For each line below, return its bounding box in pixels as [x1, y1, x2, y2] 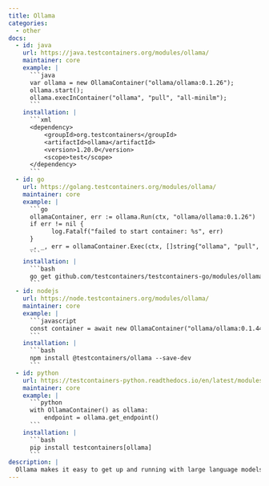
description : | [8, 458, 59, 467]
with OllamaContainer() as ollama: [29, 406, 149, 415]
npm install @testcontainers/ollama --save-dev [29, 354, 192, 363]
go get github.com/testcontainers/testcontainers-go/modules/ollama [29, 272, 263, 280]
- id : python [15, 369, 59, 377]
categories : [8, 19, 48, 27]
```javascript [29, 317, 78, 325]
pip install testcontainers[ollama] [29, 444, 152, 452]
